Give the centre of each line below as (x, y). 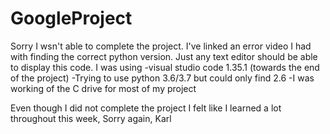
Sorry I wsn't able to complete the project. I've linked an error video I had (161, 46)
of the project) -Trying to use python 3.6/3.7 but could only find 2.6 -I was (162, 78)
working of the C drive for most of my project (103, 88)
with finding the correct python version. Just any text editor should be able (164, 56)
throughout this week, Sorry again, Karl (91, 118)
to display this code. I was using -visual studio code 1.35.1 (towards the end (165, 67)
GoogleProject (71, 18)
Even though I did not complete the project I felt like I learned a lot (146, 108)
